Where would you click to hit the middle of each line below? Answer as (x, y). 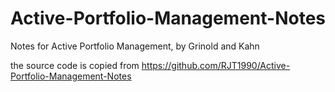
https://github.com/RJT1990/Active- (216, 65)
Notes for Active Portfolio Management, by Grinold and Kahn (135, 46)
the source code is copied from (75, 65)
